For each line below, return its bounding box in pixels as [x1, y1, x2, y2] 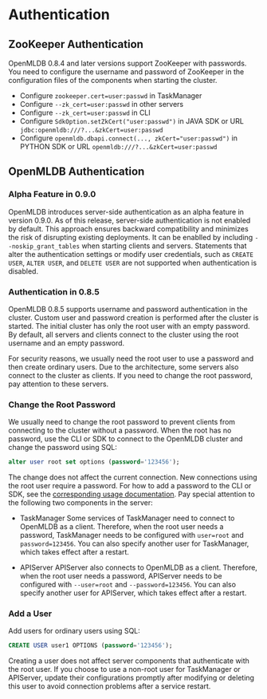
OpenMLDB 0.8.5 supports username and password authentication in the [8, 304, 249, 314]
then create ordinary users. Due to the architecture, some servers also [8, 361, 239, 372]
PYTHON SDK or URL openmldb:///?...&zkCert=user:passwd [19, 142, 218, 151]
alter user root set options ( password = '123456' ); [8, 458, 180, 466]
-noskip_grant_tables [8, 242, 80, 251]
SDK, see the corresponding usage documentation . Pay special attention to [8, 489, 255, 500]
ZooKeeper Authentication [8, 38, 143, 51]
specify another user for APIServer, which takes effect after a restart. [19, 588, 247, 598]
